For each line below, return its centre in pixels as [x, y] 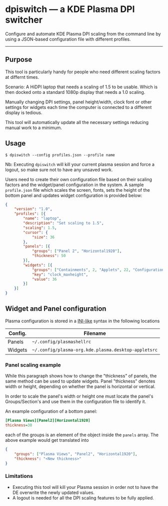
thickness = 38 [19, 425]
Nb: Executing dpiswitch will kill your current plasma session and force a [80, 164]
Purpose [19, 59]
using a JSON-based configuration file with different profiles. [68, 39]
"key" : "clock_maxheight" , [60, 275]
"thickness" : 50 [49, 256]
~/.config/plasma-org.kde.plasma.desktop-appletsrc [95, 350]
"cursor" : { [36, 232]
